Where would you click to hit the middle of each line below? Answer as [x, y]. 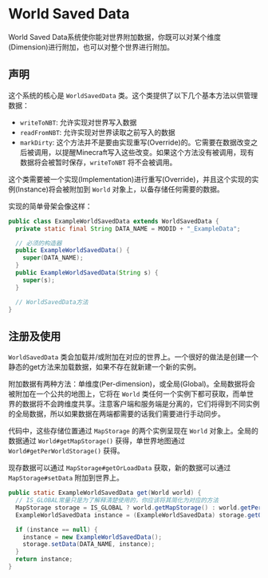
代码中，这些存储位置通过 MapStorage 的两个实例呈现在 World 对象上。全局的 [134, 431]
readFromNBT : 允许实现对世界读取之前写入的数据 [97, 132]
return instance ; [44, 560]
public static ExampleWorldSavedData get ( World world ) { [105, 493]
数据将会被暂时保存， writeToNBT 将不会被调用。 [98, 162]
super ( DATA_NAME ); [53, 258]
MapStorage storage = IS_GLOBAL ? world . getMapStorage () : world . [128, 508]
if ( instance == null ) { [57, 529]
